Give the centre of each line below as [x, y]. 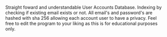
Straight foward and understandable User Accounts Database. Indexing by [83, 7]
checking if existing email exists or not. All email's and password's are [79, 13]
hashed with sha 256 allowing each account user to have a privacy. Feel [81, 18]
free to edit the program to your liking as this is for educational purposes [81, 23]
